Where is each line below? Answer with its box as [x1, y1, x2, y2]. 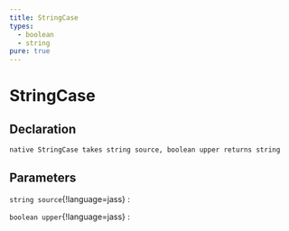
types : [9, 22, 34, 31]
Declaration [9, 121, 77, 136]
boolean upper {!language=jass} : [9, 211, 131, 222]
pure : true [9, 47, 51, 56]
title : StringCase [9, 13, 79, 23]
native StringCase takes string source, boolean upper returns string [9, 145, 281, 154]
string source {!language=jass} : [9, 193, 131, 204]
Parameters [9, 170, 77, 185]
